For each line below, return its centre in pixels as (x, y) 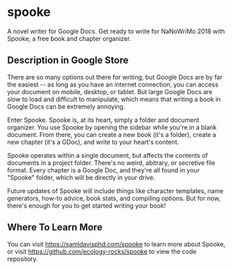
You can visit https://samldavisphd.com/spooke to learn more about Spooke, (116, 244)
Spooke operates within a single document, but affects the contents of (108, 155)
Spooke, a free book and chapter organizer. (69, 38)
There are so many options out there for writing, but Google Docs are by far (115, 77)
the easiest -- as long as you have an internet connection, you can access (113, 84)
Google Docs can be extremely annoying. (66, 106)
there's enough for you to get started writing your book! (87, 206)
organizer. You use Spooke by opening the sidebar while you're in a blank (112, 127)
